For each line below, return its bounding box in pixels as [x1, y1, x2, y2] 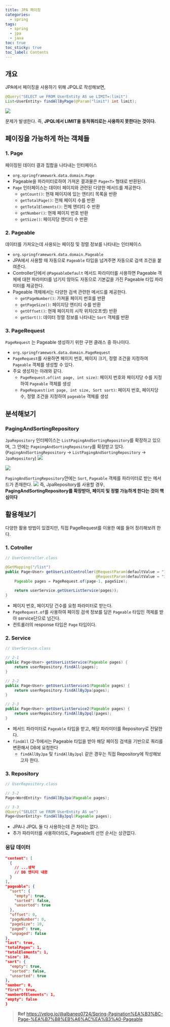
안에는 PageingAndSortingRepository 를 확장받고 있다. [17, 444, 124, 450]
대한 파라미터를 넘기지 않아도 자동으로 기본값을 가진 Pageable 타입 [22, 276, 154, 282]
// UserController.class [5, 555, 58, 561]
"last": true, [5, 940, 35, 946]
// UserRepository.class [5, 782, 58, 787]
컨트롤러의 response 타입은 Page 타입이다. [12, 622, 97, 628]
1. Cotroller [5, 544, 33, 551]
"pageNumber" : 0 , [10, 917, 47, 922]
